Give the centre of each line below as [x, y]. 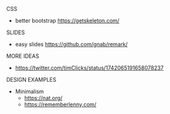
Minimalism [30, 91]
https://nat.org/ [43, 98]
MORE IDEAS [23, 56]
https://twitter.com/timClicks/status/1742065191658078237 [89, 68]
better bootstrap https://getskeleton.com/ [67, 20]
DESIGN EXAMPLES [31, 80]
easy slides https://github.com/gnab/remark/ [71, 44]
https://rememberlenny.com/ [60, 104]
